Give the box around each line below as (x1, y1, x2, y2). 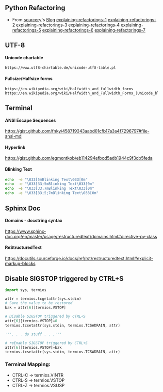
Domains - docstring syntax (5, 218, 63, 224)
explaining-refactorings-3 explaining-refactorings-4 (16, 22, 120, 28)
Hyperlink (5, 144, 26, 150)
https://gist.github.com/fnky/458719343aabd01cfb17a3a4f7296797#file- (5, 128, 149, 134)
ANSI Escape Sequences (5, 117, 56, 123)
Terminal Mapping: (5, 361, 51, 368)
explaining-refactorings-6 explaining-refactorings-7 (42, 27, 146, 33)
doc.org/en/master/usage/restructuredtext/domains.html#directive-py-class (5, 233, 158, 239)
